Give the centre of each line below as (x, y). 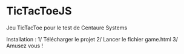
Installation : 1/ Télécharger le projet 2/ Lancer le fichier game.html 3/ (92, 39)
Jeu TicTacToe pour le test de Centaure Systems (67, 28)
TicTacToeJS (39, 11)
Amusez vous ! (25, 46)
